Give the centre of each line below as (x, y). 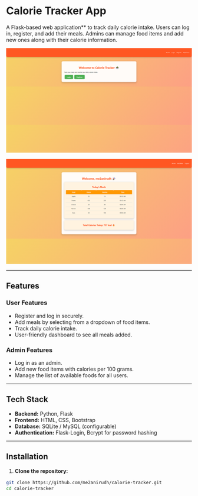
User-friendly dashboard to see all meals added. (73, 335)
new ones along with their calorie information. (62, 40)
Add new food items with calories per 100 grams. (74, 369)
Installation (27, 457)
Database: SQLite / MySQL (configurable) (65, 426)
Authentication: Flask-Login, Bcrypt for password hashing (86, 432)
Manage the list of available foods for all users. (71, 375)
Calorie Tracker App (56, 11)
